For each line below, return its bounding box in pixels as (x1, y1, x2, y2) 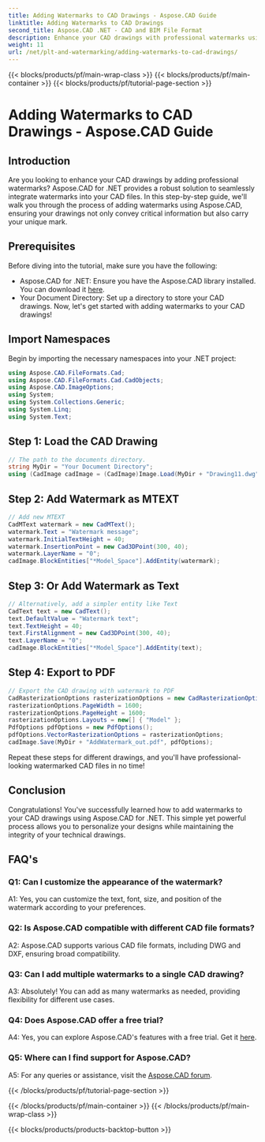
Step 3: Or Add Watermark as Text (8, 579, 180, 592)
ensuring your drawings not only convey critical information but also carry (8, 208, 249, 218)
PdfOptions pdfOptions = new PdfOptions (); (8, 723, 154, 731)
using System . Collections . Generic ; (8, 398, 125, 407)
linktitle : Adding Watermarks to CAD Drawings (8, 19, 164, 27)
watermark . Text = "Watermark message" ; (8, 528, 140, 535)
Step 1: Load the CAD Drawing (8, 435, 158, 449)
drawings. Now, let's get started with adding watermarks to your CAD (19, 301, 245, 310)
